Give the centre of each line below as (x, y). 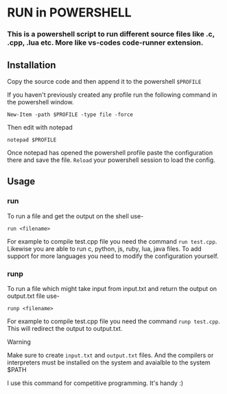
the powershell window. (40, 102)
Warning (19, 342)
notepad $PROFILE (32, 140)
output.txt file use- (34, 296)
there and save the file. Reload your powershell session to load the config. (111, 160)
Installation (32, 65)
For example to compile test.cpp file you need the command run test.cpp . (112, 241)
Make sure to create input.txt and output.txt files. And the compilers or (110, 355)
